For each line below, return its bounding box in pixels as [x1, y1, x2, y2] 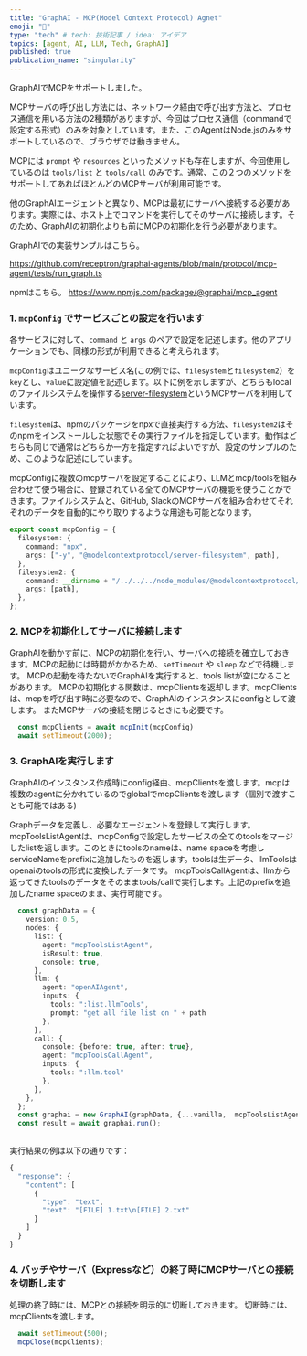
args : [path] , [26, 584, 79, 594]
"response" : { [17, 1171, 71, 1180]
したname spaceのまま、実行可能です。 [16, 888, 167, 899]
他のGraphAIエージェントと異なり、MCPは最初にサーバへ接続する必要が [9, 198, 282, 208]
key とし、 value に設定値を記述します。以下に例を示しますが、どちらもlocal [9, 377, 291, 388]
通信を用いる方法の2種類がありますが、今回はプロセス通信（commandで [16, 113, 292, 123]
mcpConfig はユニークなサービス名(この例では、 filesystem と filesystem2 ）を [9, 365, 295, 376]
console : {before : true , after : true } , [42, 1042, 195, 1052]
